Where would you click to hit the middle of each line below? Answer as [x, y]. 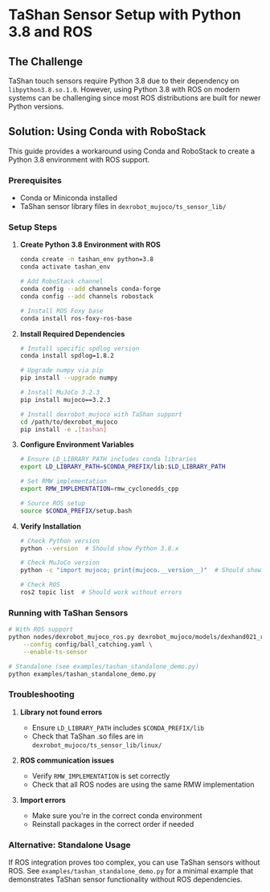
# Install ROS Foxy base [61, 311]
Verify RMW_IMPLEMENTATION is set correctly [101, 775]
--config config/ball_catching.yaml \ [88, 644]
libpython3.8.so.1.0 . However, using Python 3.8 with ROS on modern [124, 89]
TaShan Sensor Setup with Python [125, 15]
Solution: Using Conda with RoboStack [107, 131]
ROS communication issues [67, 760]
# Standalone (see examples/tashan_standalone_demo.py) [104, 666]
